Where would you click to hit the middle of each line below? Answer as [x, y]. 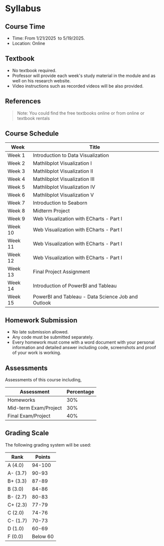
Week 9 [16, 219]
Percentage [80, 392]
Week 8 [16, 211]
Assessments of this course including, [43, 380]
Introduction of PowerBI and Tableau [75, 286]
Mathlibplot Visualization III [64, 179]
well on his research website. [41, 80]
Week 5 [16, 187]
